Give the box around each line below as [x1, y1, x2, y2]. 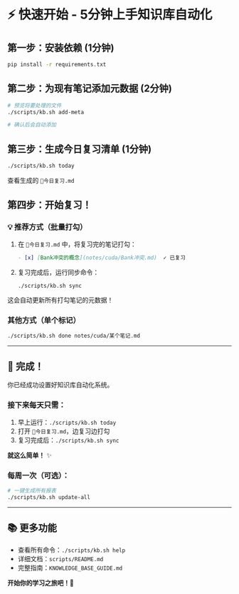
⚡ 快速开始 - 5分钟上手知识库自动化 [7, 6, 213, 23]
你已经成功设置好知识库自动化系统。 [7, 381, 114, 389]
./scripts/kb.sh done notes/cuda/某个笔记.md [7, 332, 141, 339]
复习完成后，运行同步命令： [17, 268, 100, 276]
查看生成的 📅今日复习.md [7, 176, 75, 184]
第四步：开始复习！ [7, 199, 92, 211]
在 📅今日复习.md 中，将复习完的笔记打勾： [17, 240, 137, 248]
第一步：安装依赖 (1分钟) [7, 41, 115, 54]
